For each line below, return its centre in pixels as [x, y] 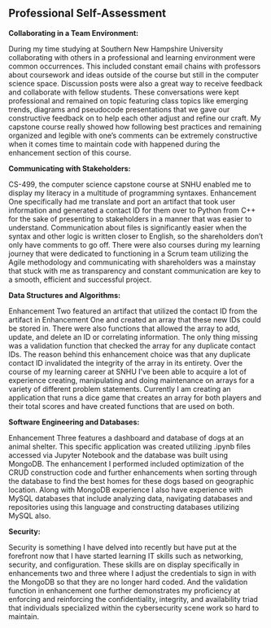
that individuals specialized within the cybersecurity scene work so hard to [133, 608]
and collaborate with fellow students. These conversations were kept [124, 92]
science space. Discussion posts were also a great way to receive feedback [135, 83]
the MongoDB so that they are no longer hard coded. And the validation [128, 582]
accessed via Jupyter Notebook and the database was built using [118, 455]
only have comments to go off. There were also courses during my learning [134, 244]
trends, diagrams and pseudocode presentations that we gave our [119, 109]
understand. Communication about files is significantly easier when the [127, 227]
